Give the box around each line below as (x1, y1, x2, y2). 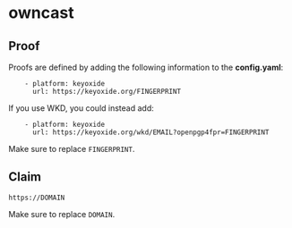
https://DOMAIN (8, 193, 65, 202)
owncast (8, 3, 74, 23)
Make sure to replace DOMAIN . (8, 208, 116, 219)
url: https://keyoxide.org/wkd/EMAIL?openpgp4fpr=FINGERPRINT (31, 128, 270, 137)
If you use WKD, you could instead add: (8, 103, 154, 114)
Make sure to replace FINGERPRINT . (8, 144, 135, 154)
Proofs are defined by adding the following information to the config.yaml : (8, 62, 284, 72)
